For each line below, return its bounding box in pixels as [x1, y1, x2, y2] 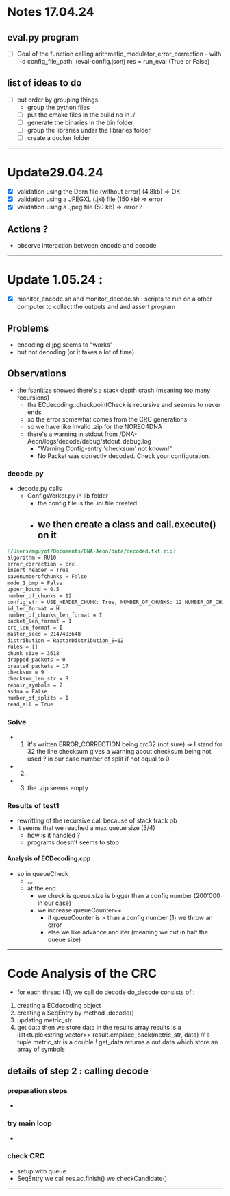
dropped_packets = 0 [7, 656, 66, 663]
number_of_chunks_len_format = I [7, 612, 103, 619]
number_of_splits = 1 [7, 694, 69, 701]
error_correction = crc [7, 560, 75, 567]
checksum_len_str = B [7, 676, 69, 682]
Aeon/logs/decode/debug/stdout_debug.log [27, 437, 152, 445]
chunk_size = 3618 [7, 649, 60, 656]
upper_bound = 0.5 [7, 586, 60, 593]
